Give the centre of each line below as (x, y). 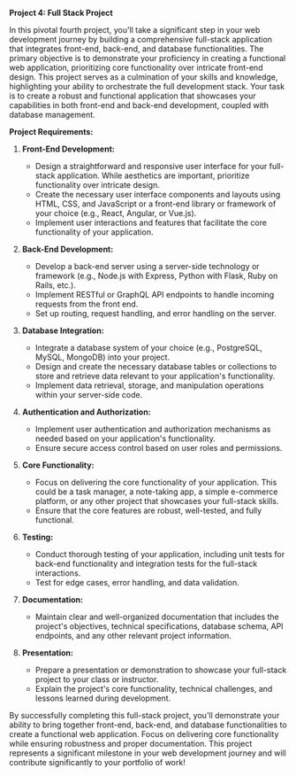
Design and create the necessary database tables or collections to (156, 366)
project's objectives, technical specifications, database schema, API (159, 626)
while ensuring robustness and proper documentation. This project (131, 744)
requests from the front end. (87, 304)
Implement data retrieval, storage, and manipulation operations (149, 385)
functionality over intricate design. (98, 185)
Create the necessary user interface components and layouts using (158, 194)
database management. (52, 115)
